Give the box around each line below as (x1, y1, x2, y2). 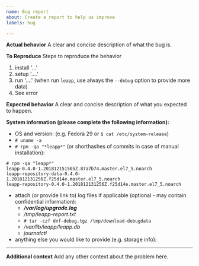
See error (14, 90, 38, 97)
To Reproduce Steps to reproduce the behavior (6, 53, 122, 60)
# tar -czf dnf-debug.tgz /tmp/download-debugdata (23, 218, 152, 224)
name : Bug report (6, 8, 49, 15)
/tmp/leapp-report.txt (23, 211, 76, 218)
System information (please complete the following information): (6, 119, 170, 126)
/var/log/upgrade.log (23, 204, 77, 211)
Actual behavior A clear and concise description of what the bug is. (6, 41, 172, 48)
